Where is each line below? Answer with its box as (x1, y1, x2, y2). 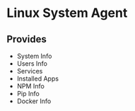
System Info (16, 52, 52, 60)
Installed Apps (16, 74, 59, 83)
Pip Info (16, 90, 40, 98)
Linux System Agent (6, 5, 128, 21)
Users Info (16, 59, 47, 68)
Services (16, 67, 43, 75)
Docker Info (16, 97, 52, 105)
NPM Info (16, 82, 45, 90)
